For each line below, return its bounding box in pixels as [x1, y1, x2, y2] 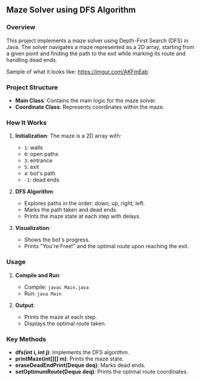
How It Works [6, 118, 47, 127]
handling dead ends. [6, 56, 58, 63]
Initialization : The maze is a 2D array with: [15, 132, 122, 140]
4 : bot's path [24, 170, 56, 177]
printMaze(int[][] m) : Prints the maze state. [15, 355, 124, 362]
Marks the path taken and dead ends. [24, 206, 118, 214]
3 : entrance [24, 157, 53, 164]
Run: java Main [24, 289, 62, 297]
